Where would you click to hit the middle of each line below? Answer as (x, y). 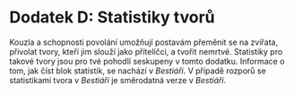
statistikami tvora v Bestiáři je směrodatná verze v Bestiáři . (118, 80)
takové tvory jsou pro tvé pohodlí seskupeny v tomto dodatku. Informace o (147, 61)
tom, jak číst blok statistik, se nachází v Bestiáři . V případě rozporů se (138, 71)
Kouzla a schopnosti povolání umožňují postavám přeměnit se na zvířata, (144, 42)
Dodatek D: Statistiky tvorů (112, 17)
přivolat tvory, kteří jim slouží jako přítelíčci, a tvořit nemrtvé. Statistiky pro (146, 51)
